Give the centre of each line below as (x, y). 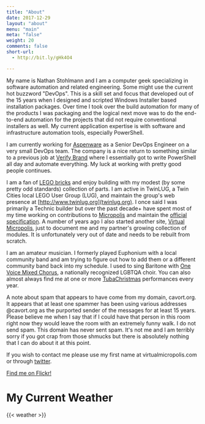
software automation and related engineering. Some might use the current (100, 87)
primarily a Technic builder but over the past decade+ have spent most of (99, 208)
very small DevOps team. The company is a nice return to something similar (102, 151)
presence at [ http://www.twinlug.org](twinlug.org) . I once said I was (92, 202)
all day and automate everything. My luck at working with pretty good (94, 164)
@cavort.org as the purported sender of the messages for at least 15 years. (101, 310)
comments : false (27, 47)
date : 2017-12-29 (28, 18)
